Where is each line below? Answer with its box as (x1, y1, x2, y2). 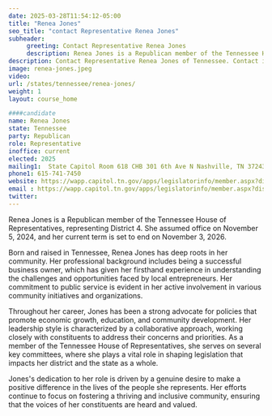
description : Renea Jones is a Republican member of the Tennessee (26, 49, 259, 58)
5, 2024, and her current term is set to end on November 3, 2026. (8, 232, 227, 242)
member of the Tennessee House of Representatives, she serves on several (8, 341, 261, 350)
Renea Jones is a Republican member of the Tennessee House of (8, 214, 227, 224)
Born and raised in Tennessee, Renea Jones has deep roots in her (8, 247, 228, 257)
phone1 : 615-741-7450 (8, 169, 82, 178)
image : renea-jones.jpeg (8, 65, 92, 73)
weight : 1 (8, 87, 42, 96)
